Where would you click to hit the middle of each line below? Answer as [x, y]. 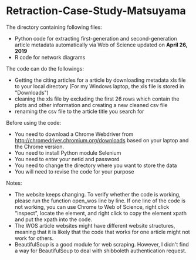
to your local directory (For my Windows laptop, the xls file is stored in [99, 86]
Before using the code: [34, 122]
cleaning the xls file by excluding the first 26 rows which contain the [97, 99]
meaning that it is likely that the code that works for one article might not [102, 232]
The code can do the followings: [45, 68]
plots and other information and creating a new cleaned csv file [91, 105]
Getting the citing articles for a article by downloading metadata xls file [100, 80]
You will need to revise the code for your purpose [74, 171]
